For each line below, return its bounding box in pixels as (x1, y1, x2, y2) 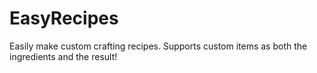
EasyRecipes (9, 7, 119, 30)
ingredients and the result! (9, 50, 118, 62)
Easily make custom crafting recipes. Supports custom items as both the (9, 40, 308, 52)
